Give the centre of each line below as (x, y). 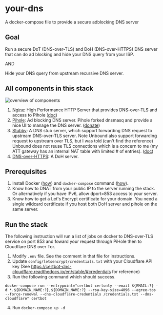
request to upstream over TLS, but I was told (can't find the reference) (83, 141)
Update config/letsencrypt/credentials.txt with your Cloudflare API (82, 261)
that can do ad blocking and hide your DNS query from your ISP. (70, 54)
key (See (21, 267)
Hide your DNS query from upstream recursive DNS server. (64, 73)
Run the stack (26, 225)
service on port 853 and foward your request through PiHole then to (73, 241)
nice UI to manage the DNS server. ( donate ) (56, 125)
